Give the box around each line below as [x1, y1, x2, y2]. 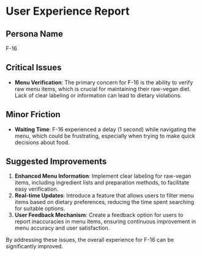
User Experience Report [6, 4, 130, 18]
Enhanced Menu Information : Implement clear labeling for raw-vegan [14, 172, 192, 180]
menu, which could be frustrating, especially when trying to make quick [14, 132, 195, 139]
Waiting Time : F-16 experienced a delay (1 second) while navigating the [14, 125, 196, 133]
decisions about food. [14, 139, 70, 146]
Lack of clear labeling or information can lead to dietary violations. [14, 92, 182, 99]
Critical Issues [6, 62, 62, 73]
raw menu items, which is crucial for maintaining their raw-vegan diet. [14, 85, 191, 92]
